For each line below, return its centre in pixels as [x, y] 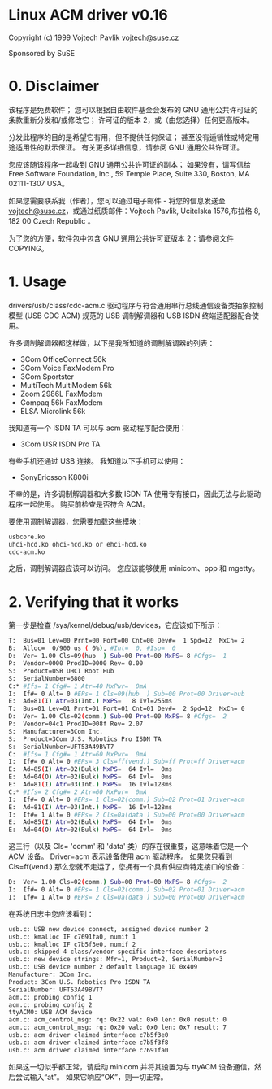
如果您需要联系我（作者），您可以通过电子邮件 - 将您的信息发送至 [117, 200]
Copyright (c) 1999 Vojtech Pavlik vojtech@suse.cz [94, 37]
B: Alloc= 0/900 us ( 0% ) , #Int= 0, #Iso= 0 [92, 648]
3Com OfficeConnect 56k [63, 359]
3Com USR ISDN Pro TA [60, 444]
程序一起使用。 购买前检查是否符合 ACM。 [79, 504]
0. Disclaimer [54, 86]
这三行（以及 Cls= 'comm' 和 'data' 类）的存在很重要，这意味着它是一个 [129, 847]
